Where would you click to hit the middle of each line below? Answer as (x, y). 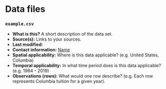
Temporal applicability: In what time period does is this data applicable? (87, 66)
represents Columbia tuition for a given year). (59, 81)
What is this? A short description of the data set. (62, 34)
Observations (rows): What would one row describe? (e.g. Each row (83, 76)
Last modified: (28, 44)
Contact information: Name (41, 50)
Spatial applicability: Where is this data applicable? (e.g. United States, (85, 55)
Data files (25, 9)
